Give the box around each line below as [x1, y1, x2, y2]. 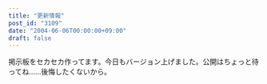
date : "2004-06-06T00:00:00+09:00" [8, 26, 127, 34]
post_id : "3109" [8, 19, 62, 27]
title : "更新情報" [8, 11, 66, 20]
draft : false [8, 34, 52, 42]
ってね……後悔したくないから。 [8, 67, 112, 77]
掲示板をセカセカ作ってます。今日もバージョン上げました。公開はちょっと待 [8, 57, 259, 66]
